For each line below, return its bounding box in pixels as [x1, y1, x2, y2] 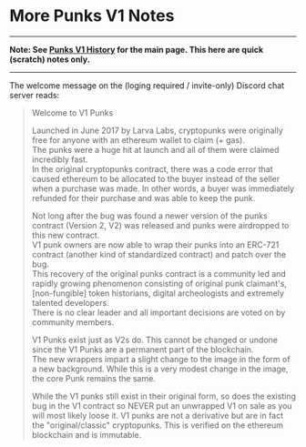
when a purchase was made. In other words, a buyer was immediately [31, 183, 294, 194]
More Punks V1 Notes [9, 5, 175, 26]
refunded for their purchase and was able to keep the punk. [31, 192, 256, 203]
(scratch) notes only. [9, 54, 91, 65]
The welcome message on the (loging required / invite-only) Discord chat [9, 79, 285, 91]
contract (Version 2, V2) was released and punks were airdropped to [31, 219, 290, 230]
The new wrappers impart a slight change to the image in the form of [31, 353, 291, 364]
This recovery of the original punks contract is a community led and [31, 268, 287, 279]
